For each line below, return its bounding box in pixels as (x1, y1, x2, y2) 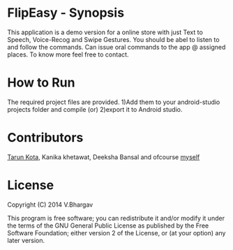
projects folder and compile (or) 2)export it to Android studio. (7, 105, 183, 113)
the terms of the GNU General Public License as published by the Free (7, 221, 209, 230)
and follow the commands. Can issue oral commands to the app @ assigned (7, 43, 226, 51)
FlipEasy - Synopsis (7, 5, 124, 21)
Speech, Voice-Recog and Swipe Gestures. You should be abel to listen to (7, 35, 220, 43)
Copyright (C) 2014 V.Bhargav (7, 200, 93, 209)
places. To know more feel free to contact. (7, 50, 129, 59)
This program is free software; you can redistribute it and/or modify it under (7, 214, 225, 222)
